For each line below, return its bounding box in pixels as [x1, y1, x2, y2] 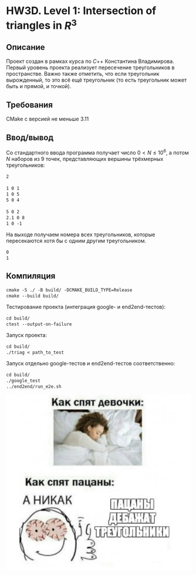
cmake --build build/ [6, 293, 59, 299]
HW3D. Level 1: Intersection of [6, 4, 157, 18]
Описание [6, 42, 45, 52]
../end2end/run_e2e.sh [6, 384, 62, 390]
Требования [6, 100, 53, 110]
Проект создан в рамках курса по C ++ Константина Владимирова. [6, 58, 174, 65]
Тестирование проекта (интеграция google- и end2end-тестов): [6, 304, 166, 311]
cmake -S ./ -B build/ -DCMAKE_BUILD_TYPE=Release [6, 287, 133, 293]
